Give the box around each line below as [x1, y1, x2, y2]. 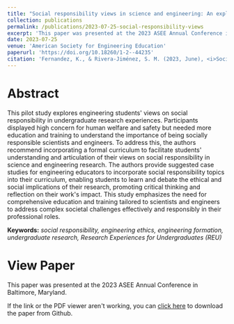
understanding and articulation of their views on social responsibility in [7, 153, 210, 161]
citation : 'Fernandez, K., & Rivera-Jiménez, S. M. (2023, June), [7, 56, 204, 63]
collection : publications [7, 17, 82, 24]
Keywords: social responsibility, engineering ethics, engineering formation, [7, 226, 224, 234]
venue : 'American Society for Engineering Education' [7, 43, 167, 49]
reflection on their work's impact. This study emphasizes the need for [7, 190, 207, 199]
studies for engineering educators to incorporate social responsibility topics [7, 168, 225, 176]
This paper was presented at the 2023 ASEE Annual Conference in [7, 280, 198, 289]
